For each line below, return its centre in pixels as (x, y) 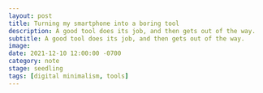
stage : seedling (36, 69)
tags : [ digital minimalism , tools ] (69, 76)
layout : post (30, 16)
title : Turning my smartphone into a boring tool (94, 23)
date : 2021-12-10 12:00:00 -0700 (65, 53)
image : (19, 46)
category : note (34, 61)
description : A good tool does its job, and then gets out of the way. (132, 31)
